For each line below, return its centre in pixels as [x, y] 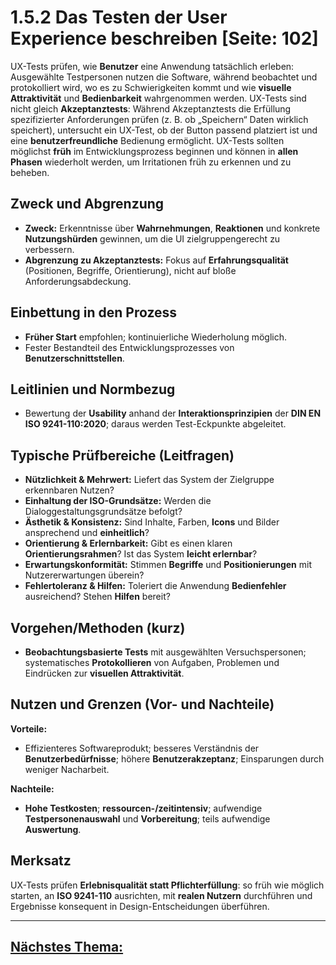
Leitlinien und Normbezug [93, 389]
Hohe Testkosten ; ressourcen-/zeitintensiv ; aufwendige [143, 808]
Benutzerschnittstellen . [74, 358]
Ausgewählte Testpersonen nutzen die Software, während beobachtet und [164, 77]
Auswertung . [53, 829]
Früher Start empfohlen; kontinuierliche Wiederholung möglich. [155, 337]
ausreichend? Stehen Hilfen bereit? [97, 597]
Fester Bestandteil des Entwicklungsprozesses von [129, 347]
